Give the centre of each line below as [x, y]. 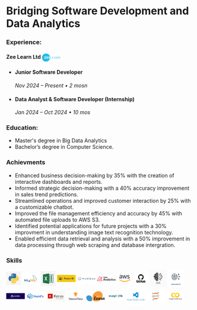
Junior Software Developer [49, 72]
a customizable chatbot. [44, 207]
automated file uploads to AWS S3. [57, 220]
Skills [14, 260]
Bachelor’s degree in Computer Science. [64, 147]
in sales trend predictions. [46, 194]
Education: [22, 128]
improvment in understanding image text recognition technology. [94, 232]
